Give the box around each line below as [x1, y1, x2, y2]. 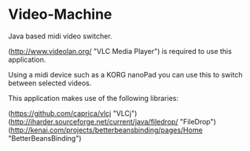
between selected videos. [8, 78, 92, 88]
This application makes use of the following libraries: [8, 93, 179, 102]
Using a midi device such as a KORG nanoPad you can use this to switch [8, 70, 243, 79]
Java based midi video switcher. [8, 31, 112, 41]
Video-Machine [8, 5, 112, 23]
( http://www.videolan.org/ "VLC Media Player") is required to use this [8, 46, 232, 56]
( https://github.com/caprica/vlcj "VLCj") [8, 108, 138, 118]
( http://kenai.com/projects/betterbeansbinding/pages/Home [8, 125, 203, 135]
